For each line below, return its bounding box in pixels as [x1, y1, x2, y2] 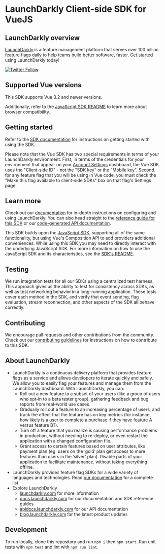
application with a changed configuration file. [19, 438, 112, 443]
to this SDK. [5, 342, 29, 348]
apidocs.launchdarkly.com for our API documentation [19, 506, 128, 512]
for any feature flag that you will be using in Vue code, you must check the [5, 172, 156, 178]
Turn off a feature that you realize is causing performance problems [19, 427, 158, 433]
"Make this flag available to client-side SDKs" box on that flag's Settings [5, 177, 152, 183]
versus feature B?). [19, 422, 59, 428]
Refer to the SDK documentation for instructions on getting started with [5, 136, 150, 142]
